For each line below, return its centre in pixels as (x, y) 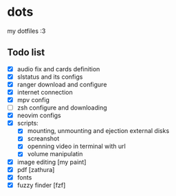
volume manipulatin (55, 154)
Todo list (26, 52)
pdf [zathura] (36, 169)
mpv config (33, 100)
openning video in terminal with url (76, 146)
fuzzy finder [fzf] (41, 185)
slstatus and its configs (50, 77)
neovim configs (39, 115)
